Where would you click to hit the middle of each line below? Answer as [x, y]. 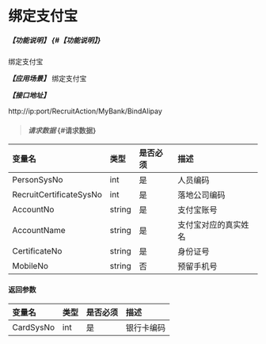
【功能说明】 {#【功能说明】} [55, 40]
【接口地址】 [29, 95]
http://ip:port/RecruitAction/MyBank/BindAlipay [85, 111]
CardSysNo [34, 327]
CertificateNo [37, 251]
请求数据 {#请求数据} [62, 130]
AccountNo [33, 209]
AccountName [39, 231]
